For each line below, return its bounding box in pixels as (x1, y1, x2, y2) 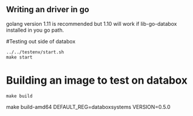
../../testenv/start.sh (6, 49, 65, 55)
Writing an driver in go (6, 5, 90, 15)
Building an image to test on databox (6, 74, 188, 87)
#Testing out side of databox (6, 37, 76, 45)
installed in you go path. (6, 26, 65, 33)
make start (6, 54, 33, 60)
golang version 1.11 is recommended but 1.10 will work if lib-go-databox (6, 20, 177, 27)
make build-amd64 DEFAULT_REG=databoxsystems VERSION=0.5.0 (6, 103, 171, 110)
